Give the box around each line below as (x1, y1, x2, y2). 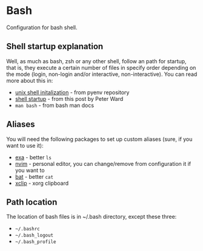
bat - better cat (15, 173, 53, 180)
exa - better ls (15, 153, 52, 161)
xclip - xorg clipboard (15, 179, 69, 187)
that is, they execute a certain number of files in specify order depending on (6, 64, 196, 71)
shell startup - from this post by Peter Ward (15, 95, 124, 102)
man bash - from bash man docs (15, 101, 95, 109)
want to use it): (6, 142, 44, 149)
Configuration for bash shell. (6, 24, 78, 31)
